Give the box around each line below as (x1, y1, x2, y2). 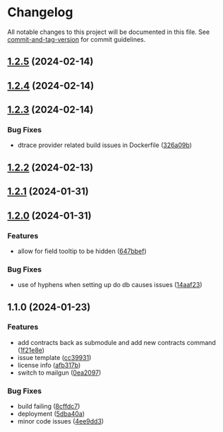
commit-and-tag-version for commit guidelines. (7, 35, 146, 43)
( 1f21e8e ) (17, 346, 44, 354)
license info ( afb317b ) (17, 361, 81, 369)
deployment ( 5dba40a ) (17, 409, 85, 418)
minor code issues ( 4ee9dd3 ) (17, 417, 104, 426)
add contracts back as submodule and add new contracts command (17, 338, 217, 346)
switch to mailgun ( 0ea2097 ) (17, 368, 102, 377)
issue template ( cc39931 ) (17, 353, 92, 361)
